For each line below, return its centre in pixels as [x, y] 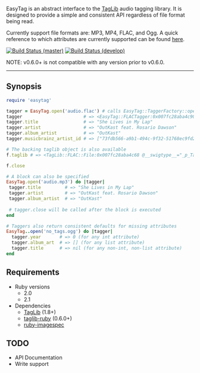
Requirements [33, 273]
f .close [16, 166]
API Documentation [38, 358]
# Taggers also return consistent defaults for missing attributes [92, 226]
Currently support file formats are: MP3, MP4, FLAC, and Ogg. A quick [92, 33]
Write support [32, 364]
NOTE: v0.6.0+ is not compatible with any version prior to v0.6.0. [85, 62]
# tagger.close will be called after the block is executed [85, 210]
